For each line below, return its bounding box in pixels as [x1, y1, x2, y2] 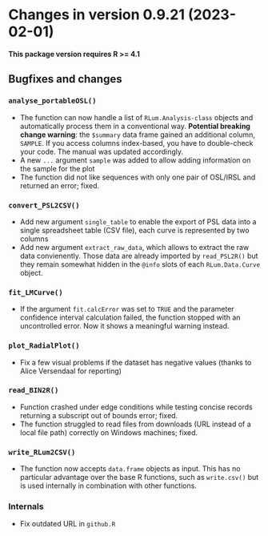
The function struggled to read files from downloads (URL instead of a [19, 419, 252, 429]
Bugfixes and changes [8, 72, 122, 86]
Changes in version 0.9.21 [8, 6, 186, 24]
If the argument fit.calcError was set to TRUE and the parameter [19, 304, 234, 314]
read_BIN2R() [8, 386, 59, 395]
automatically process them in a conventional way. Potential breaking [19, 121, 250, 131]
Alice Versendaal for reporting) [19, 366, 122, 376]
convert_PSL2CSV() [8, 200, 80, 210]
